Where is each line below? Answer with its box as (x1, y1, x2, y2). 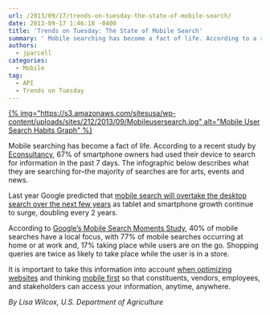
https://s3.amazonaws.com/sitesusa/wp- (39, 108, 177, 118)
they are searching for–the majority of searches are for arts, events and (8, 166, 245, 177)
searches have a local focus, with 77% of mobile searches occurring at (8, 232, 243, 242)
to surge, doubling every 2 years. (8, 208, 118, 218)
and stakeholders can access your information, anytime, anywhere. (8, 282, 231, 292)
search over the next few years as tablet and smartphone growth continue (8, 199, 254, 209)
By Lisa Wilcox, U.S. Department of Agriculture (8, 297, 164, 307)
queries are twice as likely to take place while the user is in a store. (8, 249, 230, 259)
